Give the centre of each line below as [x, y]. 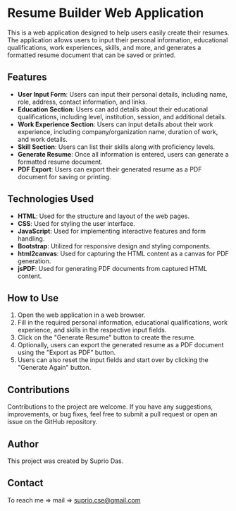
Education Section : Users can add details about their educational [113, 109]
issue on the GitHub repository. [52, 422]
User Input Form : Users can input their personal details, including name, [122, 94]
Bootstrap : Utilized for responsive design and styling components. [114, 246]
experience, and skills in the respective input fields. [92, 330]
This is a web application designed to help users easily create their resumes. [118, 32]
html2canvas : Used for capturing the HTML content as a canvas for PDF [123, 253]
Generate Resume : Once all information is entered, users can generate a [123, 154]
